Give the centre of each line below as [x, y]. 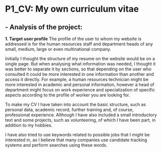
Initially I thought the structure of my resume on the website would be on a [80, 59]
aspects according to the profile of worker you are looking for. [68, 95]
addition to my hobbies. [29, 125]
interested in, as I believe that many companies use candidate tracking [76, 140]
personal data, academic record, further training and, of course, [69, 109]
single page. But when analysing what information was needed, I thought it [80, 64]
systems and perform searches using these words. [56, 145]
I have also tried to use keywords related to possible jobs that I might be [78, 135]
